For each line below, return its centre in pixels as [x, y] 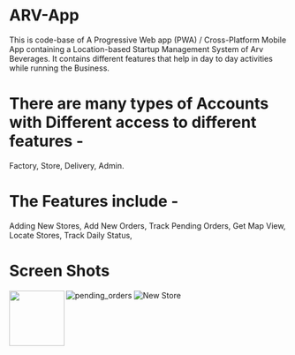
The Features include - [94, 202]
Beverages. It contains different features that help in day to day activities [141, 58]
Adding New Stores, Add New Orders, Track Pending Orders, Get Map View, [147, 225]
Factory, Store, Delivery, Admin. [67, 165]
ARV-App [44, 15]
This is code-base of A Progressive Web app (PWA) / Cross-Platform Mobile [148, 40]
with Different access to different [133, 122]
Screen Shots [60, 271]
